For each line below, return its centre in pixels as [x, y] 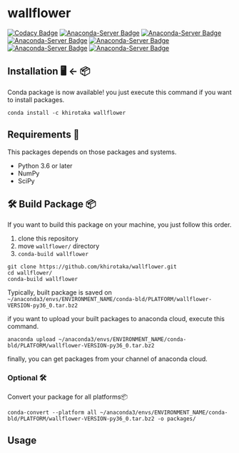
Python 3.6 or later [45, 166]
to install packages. [36, 100]
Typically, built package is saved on [60, 292]
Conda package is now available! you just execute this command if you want [119, 92]
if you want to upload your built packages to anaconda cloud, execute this [116, 319]
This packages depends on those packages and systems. [92, 152]
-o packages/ [177, 419]
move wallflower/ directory [59, 246]
